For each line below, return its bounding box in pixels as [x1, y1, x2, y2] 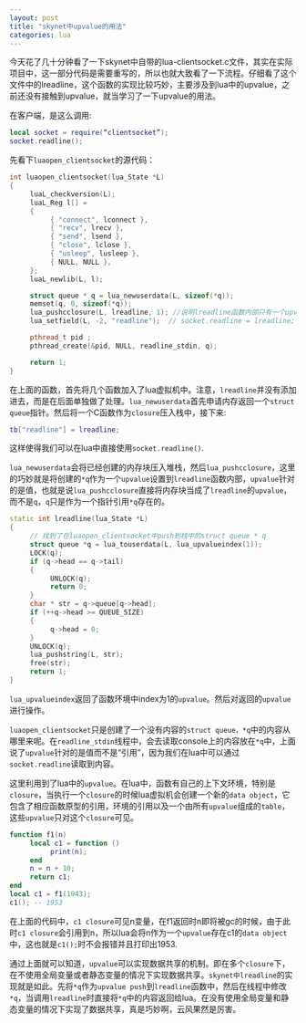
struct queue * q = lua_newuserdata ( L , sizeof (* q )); [29, 291, 234, 300]
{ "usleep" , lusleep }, [49, 249, 141, 258]
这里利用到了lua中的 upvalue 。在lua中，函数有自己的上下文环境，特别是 [9, 778, 276, 788]
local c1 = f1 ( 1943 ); [9, 890, 92, 899]
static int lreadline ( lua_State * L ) [9, 515, 148, 524]
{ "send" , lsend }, [49, 232, 125, 242]
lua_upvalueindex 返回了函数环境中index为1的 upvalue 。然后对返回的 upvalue [9, 693, 291, 704]
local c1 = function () [29, 839, 120, 848]
